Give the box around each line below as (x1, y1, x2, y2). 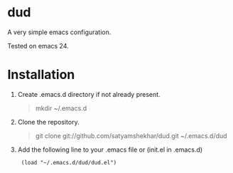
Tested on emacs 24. (7, 41, 69, 50)
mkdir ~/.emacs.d (35, 104, 87, 112)
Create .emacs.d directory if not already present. (17, 90, 161, 98)
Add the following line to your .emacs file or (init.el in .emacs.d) (17, 145, 203, 154)
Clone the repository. (17, 117, 80, 126)
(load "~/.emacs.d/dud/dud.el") (21, 159, 117, 166)
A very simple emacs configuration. (7, 28, 112, 36)
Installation (7, 67, 75, 83)
